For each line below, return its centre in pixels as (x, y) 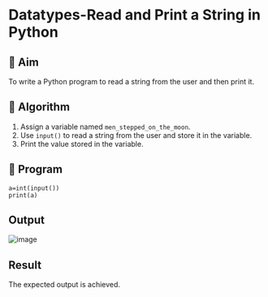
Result (25, 265)
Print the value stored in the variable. (82, 144)
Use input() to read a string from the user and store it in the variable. (136, 135)
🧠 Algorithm (39, 107)
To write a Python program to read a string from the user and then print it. (131, 82)
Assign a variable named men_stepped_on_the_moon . (105, 127)
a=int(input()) (34, 188)
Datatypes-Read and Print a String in (135, 15)
